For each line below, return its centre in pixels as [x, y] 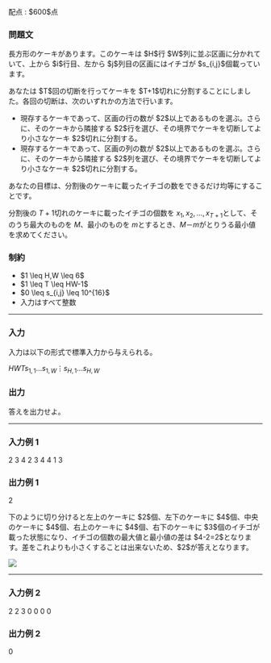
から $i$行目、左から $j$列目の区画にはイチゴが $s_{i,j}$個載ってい [148, 64]
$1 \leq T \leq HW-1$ [54, 284]
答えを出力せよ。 [37, 411]
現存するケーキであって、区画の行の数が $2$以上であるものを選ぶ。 [133, 119]
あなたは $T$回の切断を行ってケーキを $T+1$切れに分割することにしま [126, 91]
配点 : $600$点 [33, 12]
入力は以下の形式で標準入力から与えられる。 [83, 352]
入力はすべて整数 [48, 302]
